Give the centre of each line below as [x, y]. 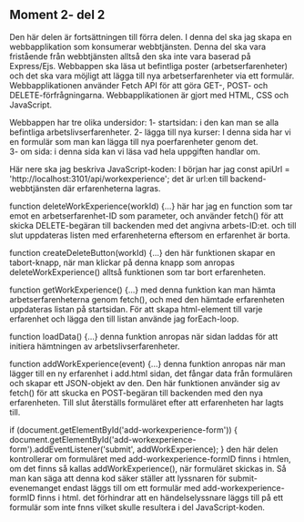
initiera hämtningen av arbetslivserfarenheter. [95, 346]
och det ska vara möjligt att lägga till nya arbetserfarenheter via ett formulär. [152, 76]
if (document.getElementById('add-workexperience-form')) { [124, 430]
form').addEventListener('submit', [72, 449]
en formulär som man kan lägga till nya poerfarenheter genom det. [134, 141]
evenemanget [35, 487]
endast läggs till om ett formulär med [132, 487]
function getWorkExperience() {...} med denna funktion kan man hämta [142, 290]
